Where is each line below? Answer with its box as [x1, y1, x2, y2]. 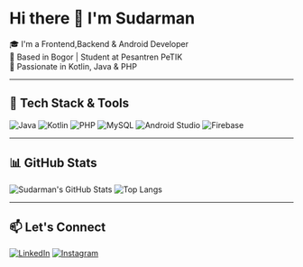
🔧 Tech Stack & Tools [9, 96, 129, 111]
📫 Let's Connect [9, 219, 106, 235]
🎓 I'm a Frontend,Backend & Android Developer [9, 38, 189, 49]
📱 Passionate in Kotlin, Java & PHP [9, 60, 138, 71]
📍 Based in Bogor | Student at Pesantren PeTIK [9, 51, 183, 62]
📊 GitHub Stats [9, 155, 97, 170]
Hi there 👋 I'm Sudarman [9, 8, 196, 29]
